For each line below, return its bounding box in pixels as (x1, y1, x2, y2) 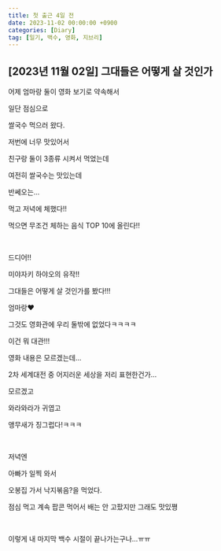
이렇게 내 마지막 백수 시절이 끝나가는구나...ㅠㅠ (8, 534, 151, 544)
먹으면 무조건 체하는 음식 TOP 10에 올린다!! (8, 221, 140, 231)
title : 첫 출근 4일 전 (8, 11, 75, 20)
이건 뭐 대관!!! (8, 336, 50, 346)
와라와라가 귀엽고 (8, 403, 61, 413)
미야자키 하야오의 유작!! (8, 269, 80, 279)
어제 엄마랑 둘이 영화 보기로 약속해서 (8, 87, 120, 97)
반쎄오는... (8, 187, 40, 197)
